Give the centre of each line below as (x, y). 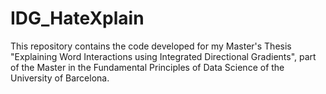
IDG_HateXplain (77, 18)
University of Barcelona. (60, 78)
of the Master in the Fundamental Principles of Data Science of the (147, 67)
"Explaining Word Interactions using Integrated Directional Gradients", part (163, 56)
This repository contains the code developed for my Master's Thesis (151, 46)
